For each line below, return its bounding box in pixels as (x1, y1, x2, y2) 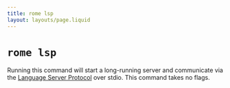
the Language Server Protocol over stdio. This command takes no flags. (7, 74, 211, 82)
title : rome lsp (7, 10, 54, 17)
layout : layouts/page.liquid (7, 16, 91, 23)
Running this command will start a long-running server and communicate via (7, 66, 223, 74)
